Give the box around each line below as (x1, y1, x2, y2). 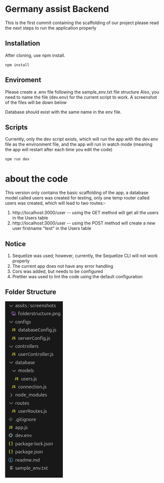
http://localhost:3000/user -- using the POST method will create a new (12, 220, 156, 226)
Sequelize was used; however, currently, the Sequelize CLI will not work (12, 253, 158, 258)
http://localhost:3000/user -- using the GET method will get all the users (12, 210, 159, 216)
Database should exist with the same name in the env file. (5, 109, 122, 115)
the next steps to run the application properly (5, 25, 97, 31)
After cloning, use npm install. (5, 52, 65, 58)
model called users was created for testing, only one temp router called (5, 195, 150, 201)
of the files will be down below (5, 99, 67, 105)
